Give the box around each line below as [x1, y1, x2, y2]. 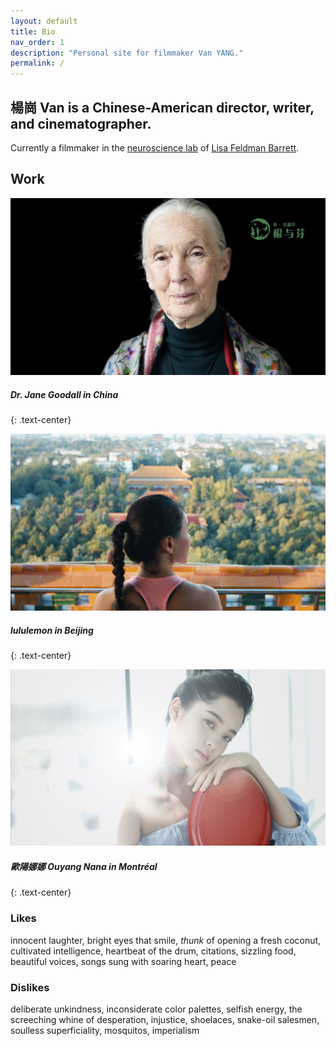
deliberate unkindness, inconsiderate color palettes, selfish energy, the [10, 1003, 303, 1015]
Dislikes [10, 980, 50, 994]
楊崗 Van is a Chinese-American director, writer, [10, 99, 315, 116]
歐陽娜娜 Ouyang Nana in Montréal [10, 861, 158, 873]
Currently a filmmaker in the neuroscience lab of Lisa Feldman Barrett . [10, 141, 300, 154]
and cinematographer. [10, 115, 152, 132]
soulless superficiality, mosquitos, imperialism [10, 1025, 200, 1036]
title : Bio [10, 26, 56, 37]
